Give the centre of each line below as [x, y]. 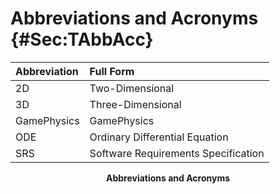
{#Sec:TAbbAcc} [82, 39]
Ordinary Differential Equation [159, 137]
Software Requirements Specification [177, 153]
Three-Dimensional [135, 104]
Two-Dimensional [132, 88]
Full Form [112, 71]
